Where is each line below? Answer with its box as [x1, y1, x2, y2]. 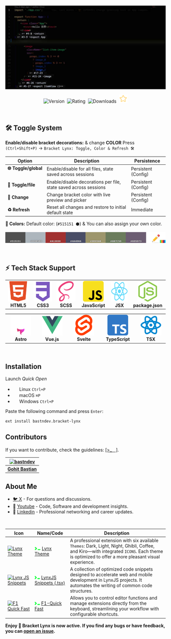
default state [46, 209, 73, 215]
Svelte [77, 336, 91, 342]
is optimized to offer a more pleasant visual [70, 553, 160, 559]
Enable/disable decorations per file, [46, 179, 121, 185]
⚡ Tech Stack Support [5, 263, 75, 272]
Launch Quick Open [5, 376, 47, 382]
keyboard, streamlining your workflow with [70, 606, 159, 612]
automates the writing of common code [70, 582, 153, 588]
